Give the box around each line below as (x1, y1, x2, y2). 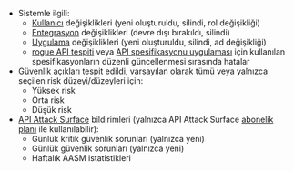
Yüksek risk (31, 85, 76, 96)
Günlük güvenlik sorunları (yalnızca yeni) (31, 143, 185, 154)
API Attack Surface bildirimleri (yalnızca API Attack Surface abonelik (17, 114, 274, 125)
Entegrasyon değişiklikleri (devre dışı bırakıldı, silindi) (31, 27, 230, 37)
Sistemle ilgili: (17, 8, 70, 18)
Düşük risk (31, 105, 73, 115)
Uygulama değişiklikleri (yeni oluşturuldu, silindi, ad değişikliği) (31, 36, 267, 47)
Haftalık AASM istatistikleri (31, 153, 132, 163)
